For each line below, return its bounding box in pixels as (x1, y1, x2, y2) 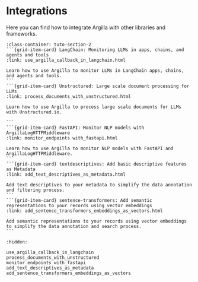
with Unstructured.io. (6, 109, 62, 115)
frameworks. (6, 30, 37, 37)
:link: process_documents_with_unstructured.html (6, 93, 132, 99)
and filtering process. (6, 187, 65, 193)
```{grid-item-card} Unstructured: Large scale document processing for (6, 83, 190, 89)
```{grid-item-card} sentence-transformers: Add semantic (6, 197, 152, 203)
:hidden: (6, 239, 28, 245)
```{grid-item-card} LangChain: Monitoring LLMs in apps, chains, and (6, 46, 184, 53)
